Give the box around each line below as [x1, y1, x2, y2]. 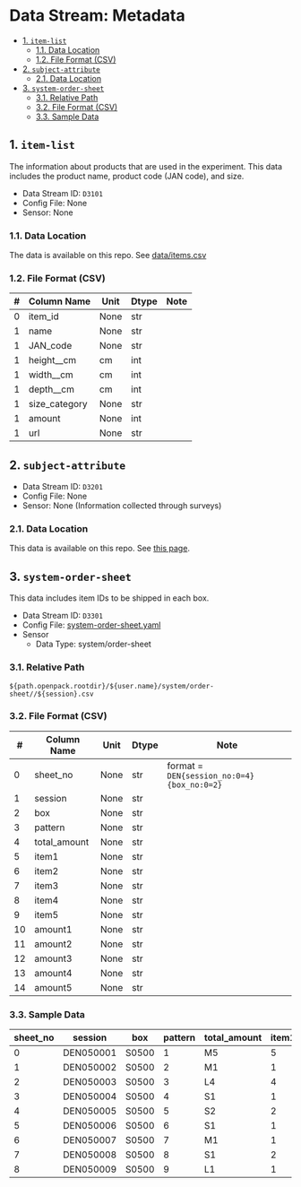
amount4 [34, 966, 73, 979]
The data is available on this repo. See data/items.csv [9, 250, 207, 261]
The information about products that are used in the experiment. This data [9, 160, 283, 171]
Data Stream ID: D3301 [21, 611, 103, 621]
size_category [28, 398, 88, 411]
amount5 [34, 981, 73, 993]
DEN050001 [62, 1046, 117, 1059]
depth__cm [28, 383, 74, 395]
